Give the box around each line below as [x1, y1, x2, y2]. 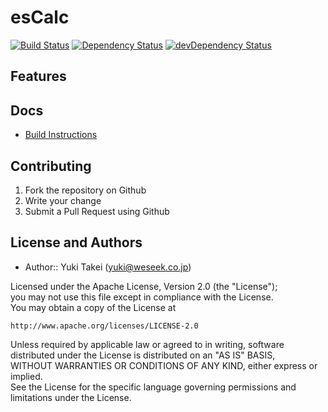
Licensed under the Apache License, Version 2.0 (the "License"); [10, 280, 278, 292]
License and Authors [10, 234, 143, 251]
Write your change [24, 194, 102, 206]
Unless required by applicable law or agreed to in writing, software [10, 338, 285, 350]
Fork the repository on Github [24, 184, 147, 196]
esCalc [10, 6, 70, 29]
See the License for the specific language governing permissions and [10, 381, 297, 393]
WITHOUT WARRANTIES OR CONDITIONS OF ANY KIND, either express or [10, 359, 318, 371]
